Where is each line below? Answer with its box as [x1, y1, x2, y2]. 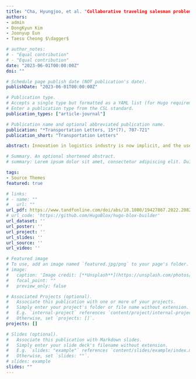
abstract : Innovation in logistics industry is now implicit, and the [6, 143, 181, 149]
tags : [6, 170, 19, 175]
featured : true [6, 180, 43, 186]
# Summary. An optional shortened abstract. [6, 153, 116, 160]
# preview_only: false [6, 283, 66, 289]
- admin [6, 19, 25, 25]
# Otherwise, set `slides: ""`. [6, 353, 90, 359]
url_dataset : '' [6, 218, 45, 224]
